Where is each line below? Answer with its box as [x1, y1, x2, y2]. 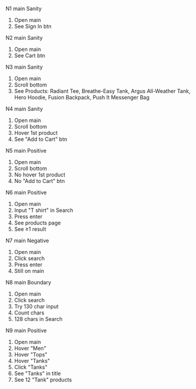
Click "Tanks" [14, 364, 48, 371]
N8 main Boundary [5, 279, 52, 286]
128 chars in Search [14, 316, 63, 322]
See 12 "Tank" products [14, 376, 72, 383]
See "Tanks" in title [14, 370, 61, 377]
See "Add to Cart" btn [14, 136, 68, 143]
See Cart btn [14, 52, 46, 59]
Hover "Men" [14, 345, 47, 352]
